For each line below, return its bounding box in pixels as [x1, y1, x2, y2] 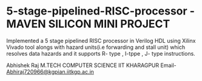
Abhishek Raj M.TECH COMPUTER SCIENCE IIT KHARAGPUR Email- [6, 62, 177, 69]
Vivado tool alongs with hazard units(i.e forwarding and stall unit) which [6, 44, 186, 51]
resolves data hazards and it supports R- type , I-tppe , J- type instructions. [6, 50, 195, 57]
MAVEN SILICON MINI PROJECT [6, 17, 170, 31]
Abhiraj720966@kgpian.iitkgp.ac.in [6, 68, 94, 75]
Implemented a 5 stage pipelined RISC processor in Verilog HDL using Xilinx [6, 37, 196, 44]
